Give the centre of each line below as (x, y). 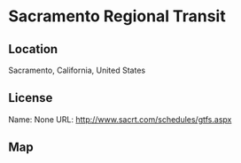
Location (33, 49)
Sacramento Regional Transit (117, 16)
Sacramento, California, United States (77, 70)
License (31, 98)
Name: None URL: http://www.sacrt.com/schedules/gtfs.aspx (120, 119)
